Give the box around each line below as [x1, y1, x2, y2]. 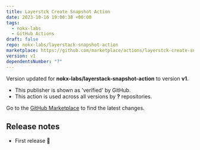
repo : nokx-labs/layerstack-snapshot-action [6, 42, 118, 48]
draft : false [6, 36, 39, 42]
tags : [6, 20, 20, 26]
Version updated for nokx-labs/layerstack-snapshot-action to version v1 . [6, 75, 189, 82]
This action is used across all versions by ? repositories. [14, 93, 152, 100]
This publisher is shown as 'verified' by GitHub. [14, 86, 131, 93]
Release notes [6, 121, 60, 132]
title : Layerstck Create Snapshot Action [6, 8, 111, 15]
